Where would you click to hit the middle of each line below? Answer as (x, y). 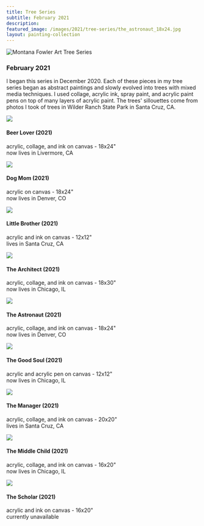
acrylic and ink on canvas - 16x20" (50, 510)
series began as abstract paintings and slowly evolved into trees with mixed (101, 88)
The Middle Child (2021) (37, 451)
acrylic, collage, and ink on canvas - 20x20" (62, 419)
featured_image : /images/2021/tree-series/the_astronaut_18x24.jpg (94, 29)
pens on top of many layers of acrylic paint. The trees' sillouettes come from (102, 101)
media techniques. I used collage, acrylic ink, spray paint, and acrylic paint (100, 94)
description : (23, 23)
